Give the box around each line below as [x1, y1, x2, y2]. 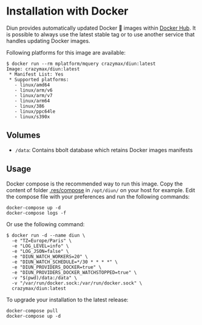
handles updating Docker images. [6, 37, 90, 44]
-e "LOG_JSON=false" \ [12, 248, 69, 254]
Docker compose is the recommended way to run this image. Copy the [6, 180, 183, 187]
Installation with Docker [6, 4, 129, 18]
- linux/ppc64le [14, 108, 56, 115]
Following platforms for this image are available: [6, 49, 126, 56]
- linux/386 [14, 103, 45, 109]
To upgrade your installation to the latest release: [6, 296, 129, 303]
